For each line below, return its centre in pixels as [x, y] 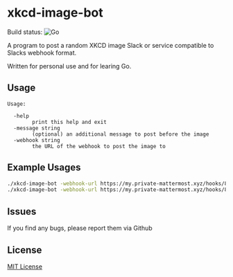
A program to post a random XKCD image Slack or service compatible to [111, 45]
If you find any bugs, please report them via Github [80, 228]
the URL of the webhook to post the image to [99, 146]
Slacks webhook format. [42, 53]
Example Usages [44, 168]
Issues [22, 212]
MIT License [25, 266]
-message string [37, 128]
